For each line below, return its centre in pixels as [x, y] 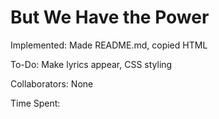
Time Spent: [35, 103]
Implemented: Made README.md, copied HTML [109, 45]
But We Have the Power [110, 17]
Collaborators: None [52, 83]
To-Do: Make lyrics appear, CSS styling [91, 64]
